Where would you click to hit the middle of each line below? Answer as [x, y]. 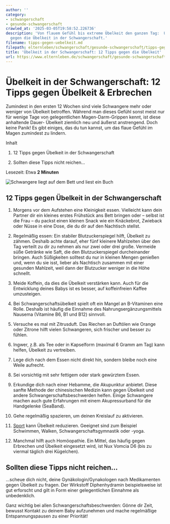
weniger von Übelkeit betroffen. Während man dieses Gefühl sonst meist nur [85, 112]
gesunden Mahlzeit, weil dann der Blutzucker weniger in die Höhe [81, 268]
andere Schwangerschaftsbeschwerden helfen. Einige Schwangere [83, 395]
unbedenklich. [21, 495]
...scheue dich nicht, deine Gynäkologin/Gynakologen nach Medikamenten [83, 479]
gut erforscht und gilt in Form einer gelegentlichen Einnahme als [72, 490]
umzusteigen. [27, 294]
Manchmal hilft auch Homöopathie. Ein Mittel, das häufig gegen [79, 441]
